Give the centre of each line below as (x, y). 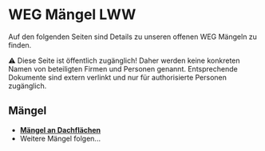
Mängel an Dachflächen (60, 130)
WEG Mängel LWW (72, 15)
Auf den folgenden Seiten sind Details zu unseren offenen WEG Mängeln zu (133, 37)
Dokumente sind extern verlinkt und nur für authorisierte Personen (118, 77)
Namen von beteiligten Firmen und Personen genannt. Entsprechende (123, 68)
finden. (20, 45)
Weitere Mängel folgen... (60, 138)
